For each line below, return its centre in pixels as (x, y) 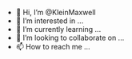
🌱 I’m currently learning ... (58, 29)
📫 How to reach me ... (53, 47)
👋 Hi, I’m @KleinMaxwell (56, 12)
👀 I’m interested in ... (50, 21)
